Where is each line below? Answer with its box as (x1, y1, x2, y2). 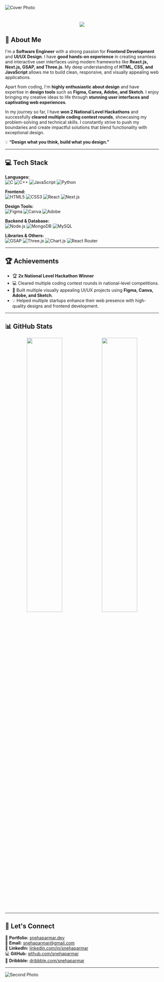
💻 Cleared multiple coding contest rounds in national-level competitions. (12, 280, 159, 286)
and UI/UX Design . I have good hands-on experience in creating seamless (5, 54, 156, 60)
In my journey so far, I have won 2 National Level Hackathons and (5, 109, 139, 115)
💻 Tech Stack (5, 159, 48, 167)
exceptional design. (5, 130, 45, 135)
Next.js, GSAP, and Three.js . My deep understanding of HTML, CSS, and (5, 64, 153, 70)
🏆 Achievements (5, 257, 59, 265)
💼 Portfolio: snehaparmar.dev (5, 935, 65, 941)
